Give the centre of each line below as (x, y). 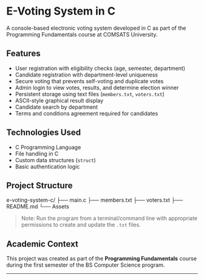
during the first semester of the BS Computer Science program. (86, 265)
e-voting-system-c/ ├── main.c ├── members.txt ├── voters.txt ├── (95, 200)
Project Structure (39, 186)
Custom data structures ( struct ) (55, 160)
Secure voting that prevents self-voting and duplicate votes (89, 81)
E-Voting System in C (61, 11)
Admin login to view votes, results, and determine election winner (97, 87)
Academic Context (42, 244)
